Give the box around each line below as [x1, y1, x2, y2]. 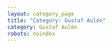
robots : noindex [7, 30, 55, 37]
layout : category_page [7, 10, 74, 18]
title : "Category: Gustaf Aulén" [7, 17, 106, 24]
